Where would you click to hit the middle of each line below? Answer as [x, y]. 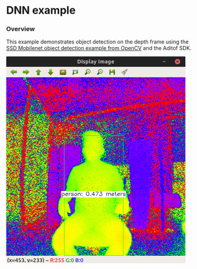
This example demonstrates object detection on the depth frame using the [98, 42]
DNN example [41, 10]
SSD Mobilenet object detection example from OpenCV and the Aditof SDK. [99, 48]
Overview [21, 29]
